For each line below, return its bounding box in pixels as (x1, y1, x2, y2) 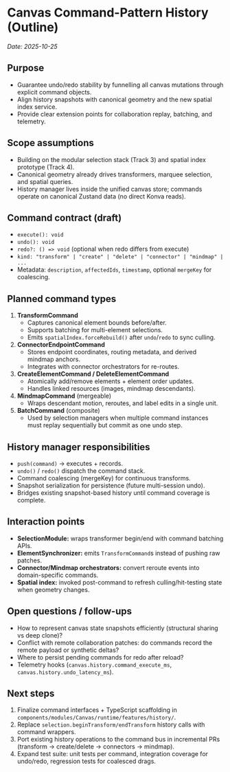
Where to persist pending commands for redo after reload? (16, 653, 184, 661)
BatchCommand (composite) (16, 407, 101, 415)
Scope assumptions (7, 137, 94, 149)
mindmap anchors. (27, 355, 81, 363)
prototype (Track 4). (16, 163, 75, 171)
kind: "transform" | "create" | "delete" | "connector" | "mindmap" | (16, 254, 224, 261)
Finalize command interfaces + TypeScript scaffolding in (16, 706, 177, 714)
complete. (16, 496, 46, 504)
